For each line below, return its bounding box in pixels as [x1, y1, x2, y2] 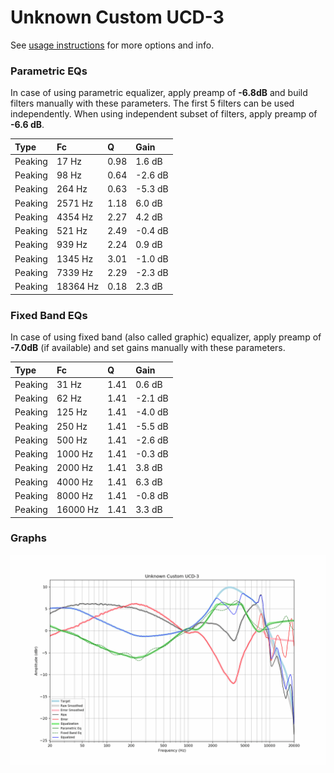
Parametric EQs [10, 64, 88, 78]
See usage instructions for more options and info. [10, 39, 215, 51]
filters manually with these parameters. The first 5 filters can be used [10, 97, 295, 110]
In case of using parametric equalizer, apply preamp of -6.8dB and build [10, 87, 308, 99]
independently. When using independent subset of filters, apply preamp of [10, 108, 318, 120]
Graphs [10, 531, 47, 545]
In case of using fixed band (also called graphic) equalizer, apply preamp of [10, 331, 322, 343]
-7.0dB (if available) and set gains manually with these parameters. [10, 342, 286, 354]
